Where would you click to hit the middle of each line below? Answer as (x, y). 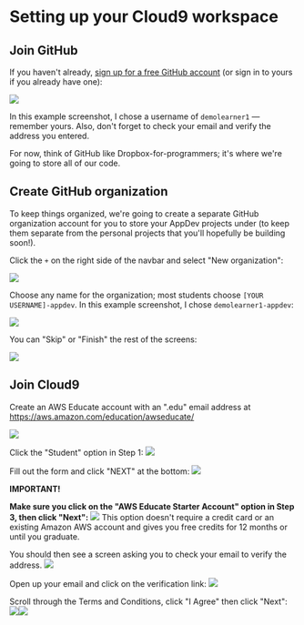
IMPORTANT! (35, 489)
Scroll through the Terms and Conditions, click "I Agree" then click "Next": (149, 601)
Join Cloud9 (45, 385)
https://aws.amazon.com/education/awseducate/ (102, 417)
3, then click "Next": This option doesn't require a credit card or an (142, 517)
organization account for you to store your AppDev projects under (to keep (149, 223)
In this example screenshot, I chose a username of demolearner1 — (135, 116)
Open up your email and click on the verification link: (108, 583)
